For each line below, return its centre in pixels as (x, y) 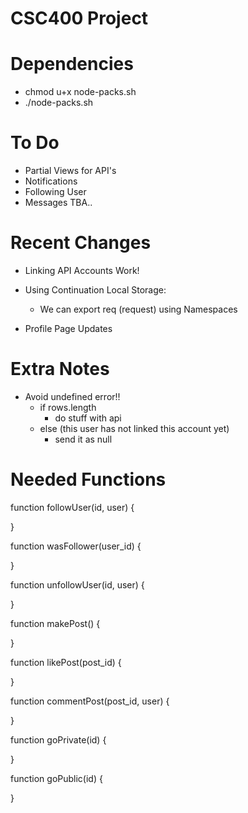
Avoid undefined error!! (72, 396)
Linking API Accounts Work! (82, 270)
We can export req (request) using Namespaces (138, 309)
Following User (55, 192)
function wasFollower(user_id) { (76, 546)
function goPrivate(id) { (58, 739)
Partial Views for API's (70, 171)
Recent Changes (81, 243)
